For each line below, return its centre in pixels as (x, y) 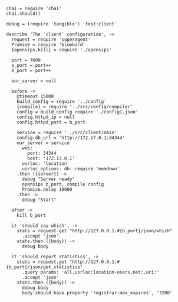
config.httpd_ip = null (46, 117)
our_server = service (43, 143)
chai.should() (24, 14)
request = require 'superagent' (51, 40)
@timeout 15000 (35, 96)
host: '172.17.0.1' (51, 158)
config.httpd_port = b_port (51, 122)
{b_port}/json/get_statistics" (44, 267)
